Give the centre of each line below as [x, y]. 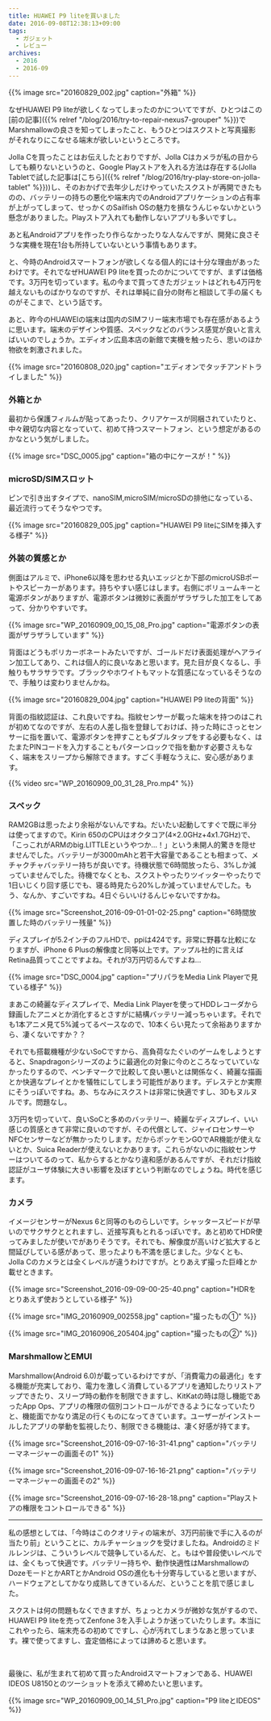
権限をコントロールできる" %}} [74, 1508]
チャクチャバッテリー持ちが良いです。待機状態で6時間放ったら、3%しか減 [132, 865]
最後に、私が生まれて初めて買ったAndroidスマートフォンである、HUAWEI [130, 1673]
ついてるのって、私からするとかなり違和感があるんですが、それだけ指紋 [142, 1159]
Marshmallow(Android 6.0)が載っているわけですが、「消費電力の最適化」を [132, 1376]
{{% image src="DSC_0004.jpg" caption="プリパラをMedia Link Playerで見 [133, 976]
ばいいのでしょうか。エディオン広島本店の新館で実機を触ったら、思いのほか [135, 339]
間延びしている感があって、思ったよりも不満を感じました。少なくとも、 [128, 1252]
